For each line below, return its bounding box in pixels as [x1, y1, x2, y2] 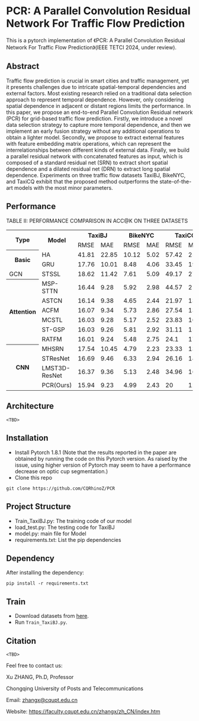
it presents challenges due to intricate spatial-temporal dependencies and [6, 83, 187, 90]
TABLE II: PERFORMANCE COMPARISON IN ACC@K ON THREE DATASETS [6, 217, 188, 224]
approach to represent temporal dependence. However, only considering [6, 96, 184, 103]
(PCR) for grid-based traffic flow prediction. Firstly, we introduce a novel [6, 114, 182, 122]
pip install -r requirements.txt [6, 580, 89, 586]
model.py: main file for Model [14, 529, 87, 537]
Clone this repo [14, 474, 52, 481]
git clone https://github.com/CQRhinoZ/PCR [6, 485, 115, 492]
